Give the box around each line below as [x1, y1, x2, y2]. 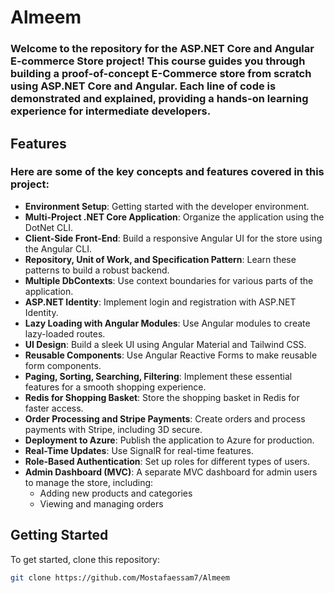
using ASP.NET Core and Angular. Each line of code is [10, 79, 277, 93]
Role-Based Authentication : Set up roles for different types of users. [24, 455, 310, 467]
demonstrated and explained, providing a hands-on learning [10, 92, 309, 106]
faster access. [24, 402, 84, 414]
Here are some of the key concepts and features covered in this [10, 165, 325, 179]
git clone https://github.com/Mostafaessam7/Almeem [10, 572, 230, 583]
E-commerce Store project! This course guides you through [10, 54, 306, 68]
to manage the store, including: [24, 476, 154, 488]
